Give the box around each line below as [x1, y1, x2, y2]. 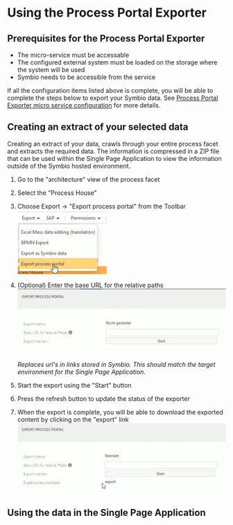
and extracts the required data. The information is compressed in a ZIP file [7, 147, 220, 155]
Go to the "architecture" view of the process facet [17, 175, 160, 183]
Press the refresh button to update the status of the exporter [17, 394, 191, 403]
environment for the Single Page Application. [17, 368, 146, 376]
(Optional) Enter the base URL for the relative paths [17, 281, 164, 289]
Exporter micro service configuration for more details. [7, 101, 161, 109]
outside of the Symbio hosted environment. [7, 162, 131, 170]
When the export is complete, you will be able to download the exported [17, 408, 223, 416]
